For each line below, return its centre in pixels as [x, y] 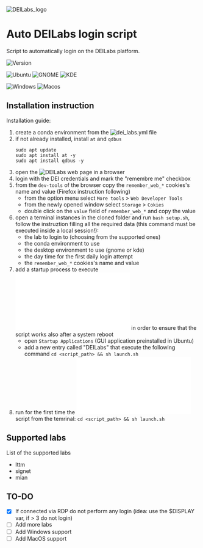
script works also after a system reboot [64, 334]
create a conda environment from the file [86, 132]
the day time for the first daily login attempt [78, 256]
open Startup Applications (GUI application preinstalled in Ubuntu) [109, 341]
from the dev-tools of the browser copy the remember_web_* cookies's [102, 185]
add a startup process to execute [57, 269]
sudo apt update [36, 150]
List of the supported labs [39, 453]
